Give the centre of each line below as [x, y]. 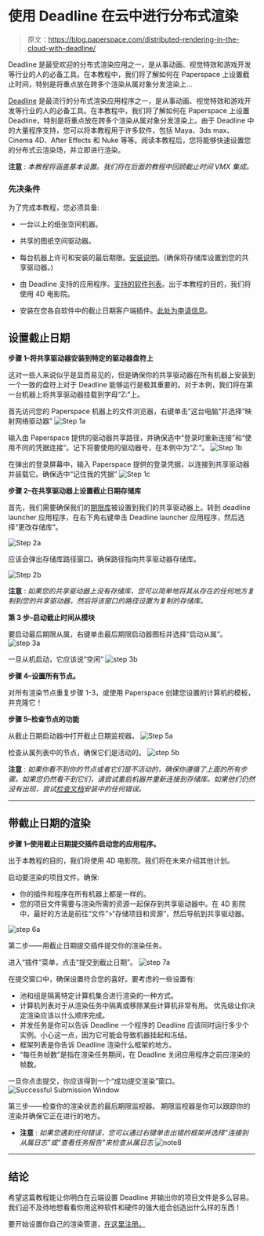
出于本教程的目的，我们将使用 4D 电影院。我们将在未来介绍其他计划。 [121, 860]
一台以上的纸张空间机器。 [61, 224]
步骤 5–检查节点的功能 [44, 719]
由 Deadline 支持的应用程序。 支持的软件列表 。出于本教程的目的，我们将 [135, 284]
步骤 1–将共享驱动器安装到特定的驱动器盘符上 [81, 358]
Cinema [21, 140]
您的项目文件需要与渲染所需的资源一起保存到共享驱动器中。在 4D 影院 [132, 904]
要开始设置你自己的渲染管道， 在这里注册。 [77, 1223]
